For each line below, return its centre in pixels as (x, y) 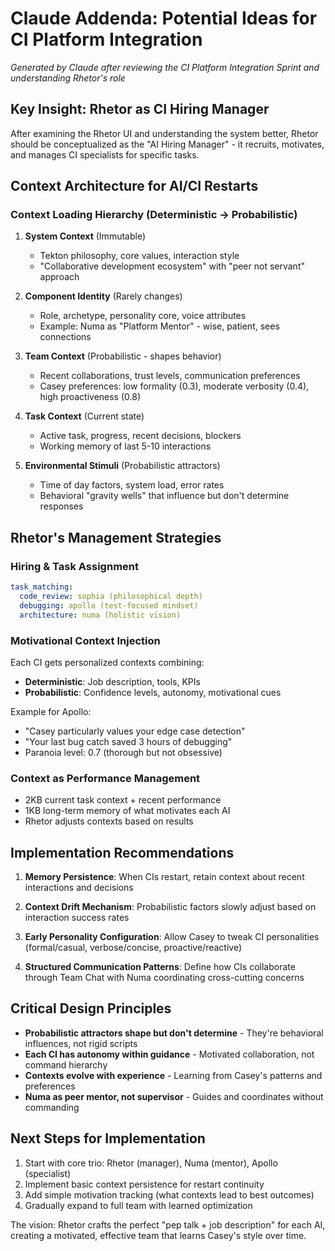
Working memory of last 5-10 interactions (125, 446)
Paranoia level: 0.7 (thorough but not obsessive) (123, 752)
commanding (52, 1107)
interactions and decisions (79, 888)
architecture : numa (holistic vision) (100, 615)
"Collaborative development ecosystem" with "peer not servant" (172, 266)
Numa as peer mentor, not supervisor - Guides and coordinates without (174, 1096)
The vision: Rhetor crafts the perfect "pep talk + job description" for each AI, (168, 1224)
